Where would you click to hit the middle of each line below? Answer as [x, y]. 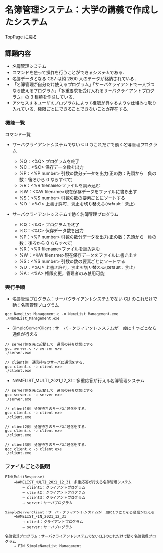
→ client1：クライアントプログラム [54, 487]
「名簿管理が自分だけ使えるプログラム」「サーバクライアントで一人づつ [83, 84]
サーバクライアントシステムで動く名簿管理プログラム [65, 214]
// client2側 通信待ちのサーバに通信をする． [47, 427]
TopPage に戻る [21, 37]
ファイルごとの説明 [27, 467]
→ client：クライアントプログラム [53, 522]
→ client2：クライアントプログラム [54, 492]
